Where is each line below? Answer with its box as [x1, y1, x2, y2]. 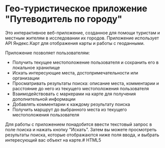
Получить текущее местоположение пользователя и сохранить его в [12, 59, 159, 65]
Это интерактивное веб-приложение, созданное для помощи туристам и [5, 30, 161, 36]
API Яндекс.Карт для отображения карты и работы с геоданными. [5, 40, 145, 46]
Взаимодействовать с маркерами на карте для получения [12, 91, 136, 97]
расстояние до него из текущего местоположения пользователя [12, 85, 149, 91]
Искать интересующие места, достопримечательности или [12, 70, 138, 75]
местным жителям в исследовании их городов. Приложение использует [5, 35, 159, 41]
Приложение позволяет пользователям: [5, 50, 90, 56]
